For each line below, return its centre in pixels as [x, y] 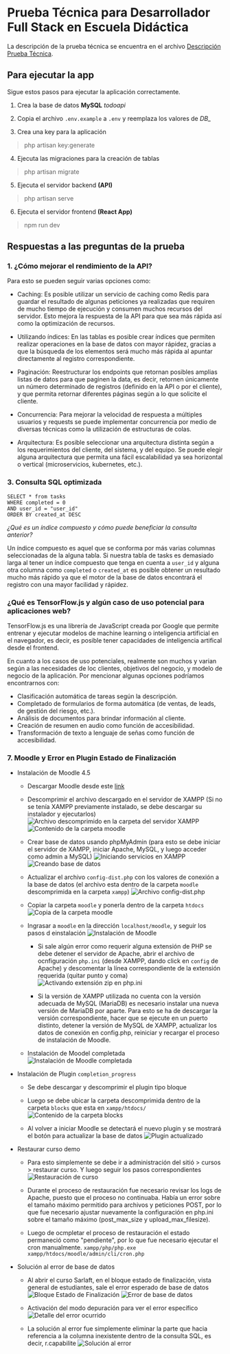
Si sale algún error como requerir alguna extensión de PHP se [125, 946]
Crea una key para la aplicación [61, 131]
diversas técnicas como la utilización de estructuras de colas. [104, 429]
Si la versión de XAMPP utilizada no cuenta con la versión [119, 996]
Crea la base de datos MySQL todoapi [71, 105]
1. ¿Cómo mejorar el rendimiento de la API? [80, 266]
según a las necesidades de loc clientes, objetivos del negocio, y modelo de [115, 669]
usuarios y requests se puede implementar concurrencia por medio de [117, 422]
